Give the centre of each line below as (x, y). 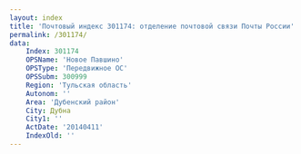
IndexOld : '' (50, 136)
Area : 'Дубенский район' (73, 102)
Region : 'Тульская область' (79, 85)
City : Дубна (48, 111)
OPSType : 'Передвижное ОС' (77, 69)
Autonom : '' (48, 93)
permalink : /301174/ (49, 34)
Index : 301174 (52, 52)
